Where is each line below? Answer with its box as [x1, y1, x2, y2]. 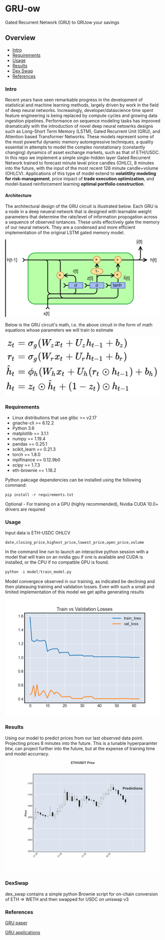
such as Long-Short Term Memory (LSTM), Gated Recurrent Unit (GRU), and [5, 128, 161, 134]
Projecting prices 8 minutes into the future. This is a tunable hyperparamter [5, 740, 158, 746]
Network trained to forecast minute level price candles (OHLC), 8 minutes [5, 160, 154, 166]
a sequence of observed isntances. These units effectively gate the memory [5, 219, 160, 225]
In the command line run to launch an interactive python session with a [5, 549, 149, 555]
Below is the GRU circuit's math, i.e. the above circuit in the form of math [5, 322, 153, 328]
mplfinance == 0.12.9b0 [12, 457, 61, 463]
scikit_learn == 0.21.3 [12, 446, 56, 452]
